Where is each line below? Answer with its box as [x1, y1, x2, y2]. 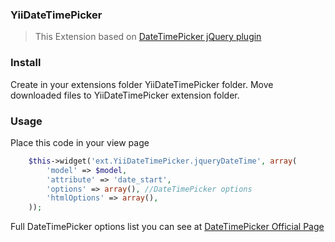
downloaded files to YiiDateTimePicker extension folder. [10, 89, 240, 101]
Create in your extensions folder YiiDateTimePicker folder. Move [10, 78, 274, 90]
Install [10, 56, 42, 70]
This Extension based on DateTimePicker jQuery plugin [34, 31, 262, 43]
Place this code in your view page [10, 136, 150, 148]
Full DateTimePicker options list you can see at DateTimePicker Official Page [10, 221, 325, 233]
